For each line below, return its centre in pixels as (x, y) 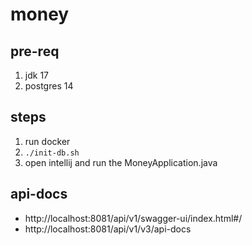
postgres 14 (49, 86)
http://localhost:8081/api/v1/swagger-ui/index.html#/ (133, 218)
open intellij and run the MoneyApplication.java (121, 162)
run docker (47, 141)
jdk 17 (36, 75)
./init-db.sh (52, 153)
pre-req (35, 51)
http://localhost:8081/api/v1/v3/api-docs (108, 229)
